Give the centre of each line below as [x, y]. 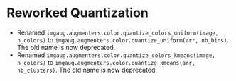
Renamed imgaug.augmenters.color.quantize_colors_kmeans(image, [116, 55]
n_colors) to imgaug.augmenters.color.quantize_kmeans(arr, [106, 62]
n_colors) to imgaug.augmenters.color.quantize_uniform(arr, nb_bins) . [123, 39]
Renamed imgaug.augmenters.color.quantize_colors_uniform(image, [118, 32]
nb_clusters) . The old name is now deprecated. [87, 70]
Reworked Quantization [77, 13]
